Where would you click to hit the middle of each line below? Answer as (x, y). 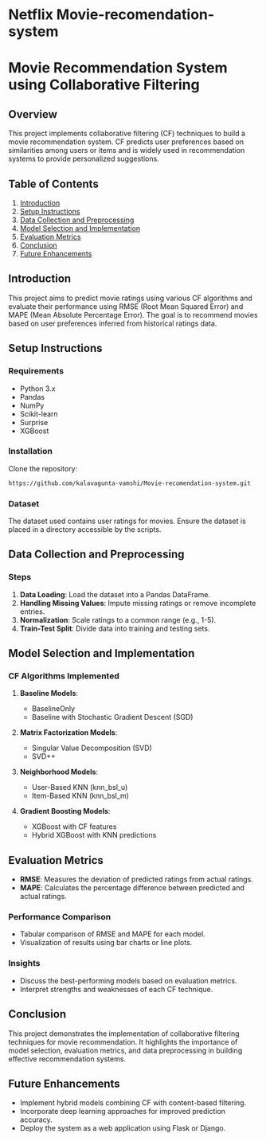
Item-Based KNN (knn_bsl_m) (80, 796)
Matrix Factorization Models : (68, 733)
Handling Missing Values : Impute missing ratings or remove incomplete (138, 603)
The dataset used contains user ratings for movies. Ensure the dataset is (127, 521)
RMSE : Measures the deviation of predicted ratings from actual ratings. (136, 879)
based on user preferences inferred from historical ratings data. (113, 323)
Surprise (34, 422)
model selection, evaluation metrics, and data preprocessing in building (125, 1050)
